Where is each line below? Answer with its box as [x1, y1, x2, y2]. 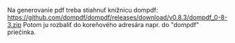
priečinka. [7, 28, 36, 36]
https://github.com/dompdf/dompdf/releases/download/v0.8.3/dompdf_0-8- [7, 13, 228, 21]
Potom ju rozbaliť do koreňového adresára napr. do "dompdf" [23, 21, 199, 28]
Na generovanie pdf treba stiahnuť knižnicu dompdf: [7, 6, 159, 14]
